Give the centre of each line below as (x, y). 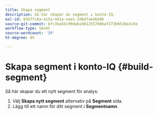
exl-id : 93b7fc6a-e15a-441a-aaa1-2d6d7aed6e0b (55, 19)
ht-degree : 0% (20, 38)
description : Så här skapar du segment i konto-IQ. (60, 14)
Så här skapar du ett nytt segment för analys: (52, 91)
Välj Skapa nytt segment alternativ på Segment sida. (67, 101)
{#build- (135, 67)
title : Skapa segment (28, 10)
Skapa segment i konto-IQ (61, 67)
